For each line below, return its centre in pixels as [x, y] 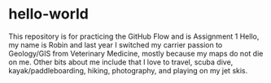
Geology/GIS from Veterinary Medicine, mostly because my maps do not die [136, 53]
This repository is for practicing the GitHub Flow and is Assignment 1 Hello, [134, 36]
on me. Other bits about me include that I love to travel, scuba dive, [121, 62]
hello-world [49, 14]
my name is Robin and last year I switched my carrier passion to [116, 44]
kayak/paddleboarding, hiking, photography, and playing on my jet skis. [128, 70]
